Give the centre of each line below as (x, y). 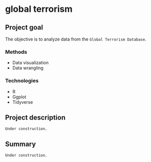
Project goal (24, 27)
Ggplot (19, 97)
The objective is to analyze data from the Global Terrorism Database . (76, 39)
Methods (16, 52)
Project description (35, 117)
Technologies (22, 81)
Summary (21, 144)
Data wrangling (28, 68)
